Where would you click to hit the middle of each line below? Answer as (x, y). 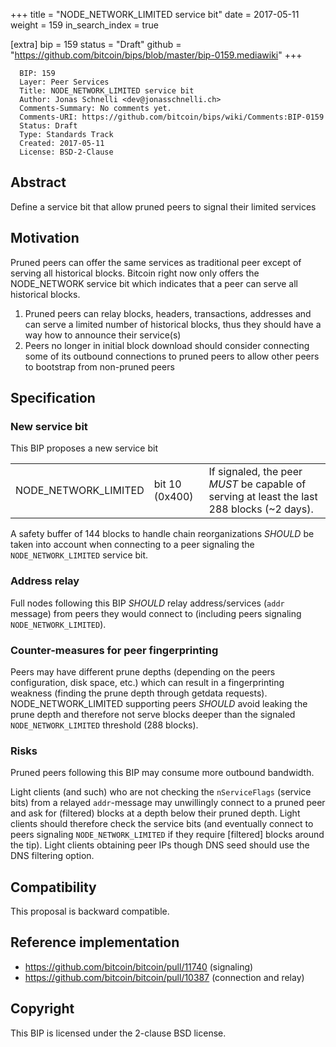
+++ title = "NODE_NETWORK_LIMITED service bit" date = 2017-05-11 (155, 14)
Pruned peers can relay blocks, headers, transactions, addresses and (168, 313)
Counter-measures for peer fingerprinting (114, 650)
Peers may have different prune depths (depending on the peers (143, 671)
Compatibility (53, 887)
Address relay (45, 581)
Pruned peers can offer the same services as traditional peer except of (156, 262)
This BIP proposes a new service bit (84, 448)
